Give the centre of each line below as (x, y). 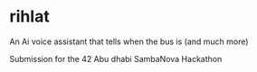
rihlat (29, 17)
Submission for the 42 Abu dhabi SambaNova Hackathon (116, 58)
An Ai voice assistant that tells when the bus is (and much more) (129, 41)
